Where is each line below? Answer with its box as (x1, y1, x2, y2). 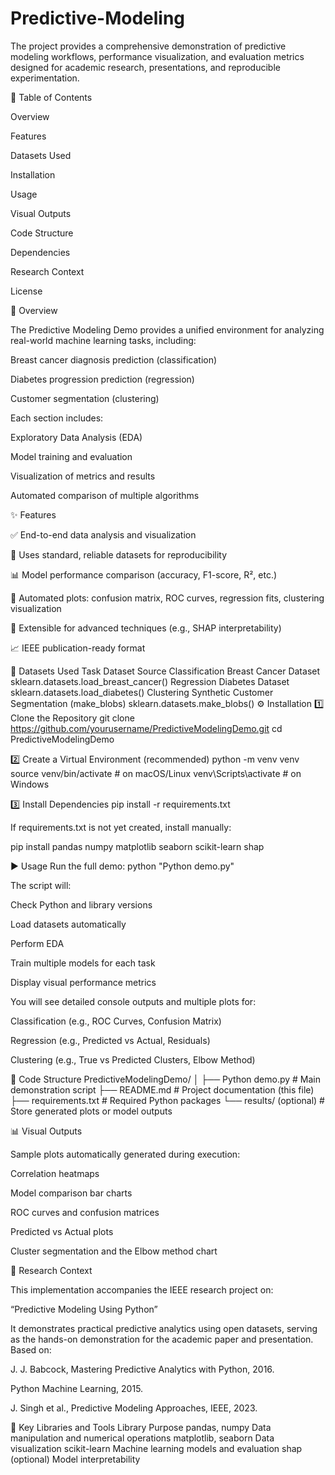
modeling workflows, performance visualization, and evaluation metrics (10, 50, 305, 62)
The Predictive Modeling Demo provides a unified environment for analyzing (10, 323, 325, 336)
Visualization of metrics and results (10, 470, 156, 482)
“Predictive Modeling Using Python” (10, 1303, 158, 1315)
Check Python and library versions (10, 898, 153, 911)
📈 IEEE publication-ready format (10, 642, 146, 654)
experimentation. (10, 72, 80, 84)
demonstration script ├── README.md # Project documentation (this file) (10, 1083, 315, 1096)
